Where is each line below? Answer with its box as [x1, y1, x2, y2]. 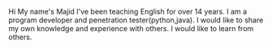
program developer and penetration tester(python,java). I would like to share [8, 15, 264, 25]
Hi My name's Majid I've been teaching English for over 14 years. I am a [8, 7, 248, 16]
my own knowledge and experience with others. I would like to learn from [8, 24, 254, 33]
